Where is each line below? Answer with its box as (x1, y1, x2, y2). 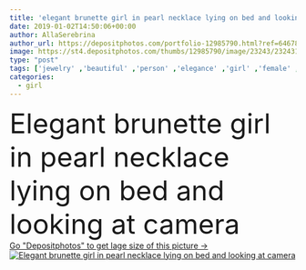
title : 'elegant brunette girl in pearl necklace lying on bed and (9, 13, 271, 23)
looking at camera (9, 206, 240, 241)
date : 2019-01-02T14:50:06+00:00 (9, 22, 137, 31)
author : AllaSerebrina (9, 30, 96, 39)
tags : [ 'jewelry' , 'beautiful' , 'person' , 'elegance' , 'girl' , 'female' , (9, 65, 300, 74)
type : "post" (9, 55, 59, 65)
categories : (9, 73, 55, 82)
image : (9, 47, 35, 56)
